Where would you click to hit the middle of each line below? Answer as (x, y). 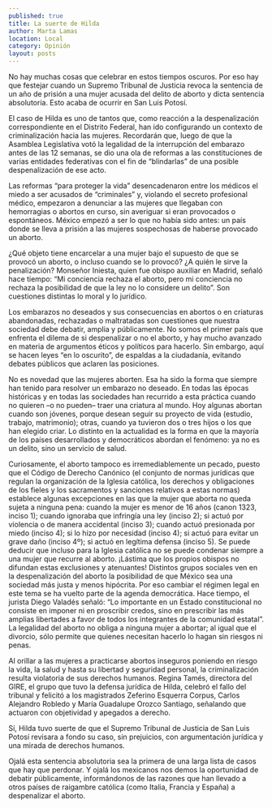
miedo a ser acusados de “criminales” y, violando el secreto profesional (128, 194)
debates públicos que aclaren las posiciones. (84, 363)
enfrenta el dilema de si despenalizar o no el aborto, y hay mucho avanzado (135, 338)
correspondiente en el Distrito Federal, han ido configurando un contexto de (136, 127)
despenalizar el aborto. (47, 795)
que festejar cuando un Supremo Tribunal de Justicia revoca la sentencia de (136, 85)
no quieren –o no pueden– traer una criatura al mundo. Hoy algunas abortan (135, 405)
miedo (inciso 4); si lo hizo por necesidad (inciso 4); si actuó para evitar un (134, 533)
